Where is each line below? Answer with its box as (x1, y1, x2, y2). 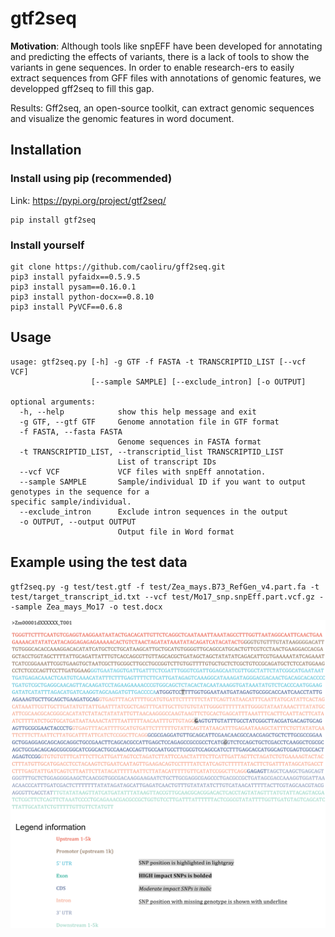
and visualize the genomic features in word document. (10, 112, 235, 124)
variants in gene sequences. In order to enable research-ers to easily (10, 61, 295, 73)
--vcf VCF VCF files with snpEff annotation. (19, 467, 267, 477)
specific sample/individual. (10, 497, 132, 507)
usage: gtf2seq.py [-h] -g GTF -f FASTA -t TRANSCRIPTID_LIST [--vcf (10, 357, 307, 367)
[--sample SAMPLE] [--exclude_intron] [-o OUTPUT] (90, 377, 307, 387)
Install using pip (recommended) (10, 172, 173, 186)
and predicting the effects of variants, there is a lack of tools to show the (10, 50, 310, 62)
